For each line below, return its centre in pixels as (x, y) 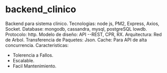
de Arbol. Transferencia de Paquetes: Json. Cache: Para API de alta (76, 40)
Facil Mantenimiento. (35, 66)
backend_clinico (41, 9)
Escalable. (23, 60)
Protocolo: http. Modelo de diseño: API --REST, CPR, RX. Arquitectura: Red (83, 34)
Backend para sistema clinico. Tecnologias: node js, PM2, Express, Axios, (82, 23)
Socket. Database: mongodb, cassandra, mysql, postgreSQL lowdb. (76, 29)
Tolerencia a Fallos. (33, 55)
